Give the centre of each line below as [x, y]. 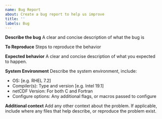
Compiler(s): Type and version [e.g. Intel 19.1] [58, 86]
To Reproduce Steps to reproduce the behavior [53, 47]
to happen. [16, 61]
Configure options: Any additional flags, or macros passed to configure [84, 96]
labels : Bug [17, 23]
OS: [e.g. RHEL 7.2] [32, 81]
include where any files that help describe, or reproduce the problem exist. [81, 111]
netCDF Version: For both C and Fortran [52, 91]
